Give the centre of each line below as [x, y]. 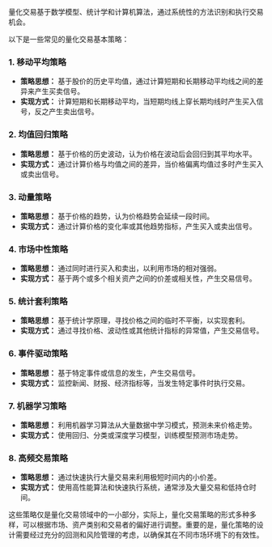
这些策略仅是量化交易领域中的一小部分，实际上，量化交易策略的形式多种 [129, 515]
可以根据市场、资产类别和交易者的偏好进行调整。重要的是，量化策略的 [139, 525]
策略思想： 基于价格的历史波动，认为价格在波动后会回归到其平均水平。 [138, 154]
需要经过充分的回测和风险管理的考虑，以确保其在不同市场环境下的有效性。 [139, 535]
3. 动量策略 [30, 197]
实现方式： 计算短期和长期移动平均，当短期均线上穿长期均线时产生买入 [138, 102]
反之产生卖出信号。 [66, 112]
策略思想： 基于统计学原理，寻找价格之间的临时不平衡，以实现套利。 [134, 320]
